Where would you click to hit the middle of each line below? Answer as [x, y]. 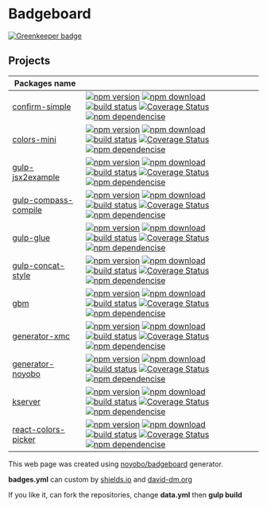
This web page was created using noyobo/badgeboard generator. [116, 464]
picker [24, 439]
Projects [29, 61]
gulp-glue [31, 238]
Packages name [45, 83]
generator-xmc [41, 336]
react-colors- [39, 429]
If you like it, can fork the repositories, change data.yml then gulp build [125, 494]
